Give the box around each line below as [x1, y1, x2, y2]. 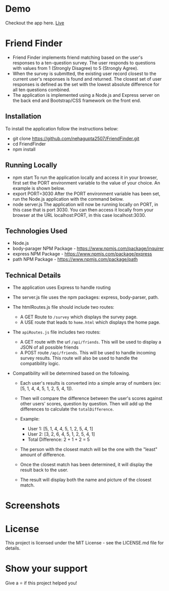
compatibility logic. [20, 360, 60, 366]
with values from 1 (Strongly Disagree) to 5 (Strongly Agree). [12, 65, 139, 71]
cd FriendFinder [12, 140, 46, 147]
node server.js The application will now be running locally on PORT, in [12, 201, 158, 207]
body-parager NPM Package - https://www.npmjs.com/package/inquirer [12, 245, 164, 251]
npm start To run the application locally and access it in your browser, [12, 174, 158, 180]
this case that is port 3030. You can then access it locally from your [12, 206, 154, 213]
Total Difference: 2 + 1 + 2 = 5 [27, 436, 90, 442]
